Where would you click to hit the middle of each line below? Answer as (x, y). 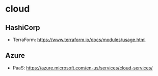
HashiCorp (23, 28)
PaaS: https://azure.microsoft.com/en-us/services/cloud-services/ (83, 68)
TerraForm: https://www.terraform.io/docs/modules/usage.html (79, 40)
